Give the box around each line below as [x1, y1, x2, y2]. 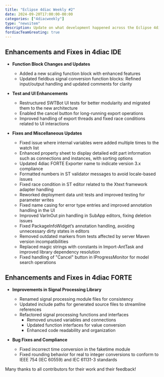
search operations [19, 259, 56, 265]
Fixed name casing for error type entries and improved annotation [19, 202, 152, 208]
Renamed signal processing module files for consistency [19, 296, 133, 302]
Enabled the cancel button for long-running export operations [19, 110, 143, 116]
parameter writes [19, 197, 54, 203]
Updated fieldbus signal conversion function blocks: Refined [19, 75, 141, 81]
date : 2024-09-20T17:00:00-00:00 [5, 12, 73, 17]
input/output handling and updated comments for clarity [19, 81, 133, 87]
